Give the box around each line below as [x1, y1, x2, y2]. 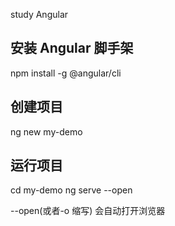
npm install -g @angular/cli [10, 67, 122, 79]
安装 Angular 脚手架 [10, 40, 134, 57]
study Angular [10, 9, 69, 20]
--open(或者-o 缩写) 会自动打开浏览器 [10, 205, 166, 217]
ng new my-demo [10, 125, 83, 138]
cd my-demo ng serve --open [10, 184, 133, 196]
